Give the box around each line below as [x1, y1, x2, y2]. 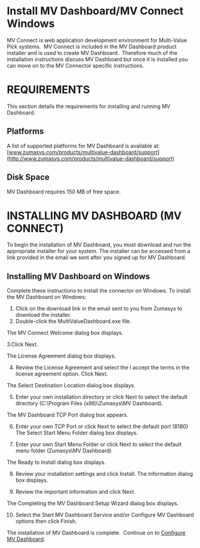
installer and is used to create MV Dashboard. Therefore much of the [7, 49, 178, 56]
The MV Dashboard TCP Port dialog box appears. [7, 411, 129, 418]
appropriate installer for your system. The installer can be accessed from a [7, 248, 190, 255]
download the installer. [15, 312, 72, 319]
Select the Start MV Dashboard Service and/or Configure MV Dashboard [15, 512, 195, 519]
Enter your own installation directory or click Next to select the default [15, 393, 187, 401]
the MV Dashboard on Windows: [7, 294, 87, 301]
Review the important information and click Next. [15, 488, 136, 495]
